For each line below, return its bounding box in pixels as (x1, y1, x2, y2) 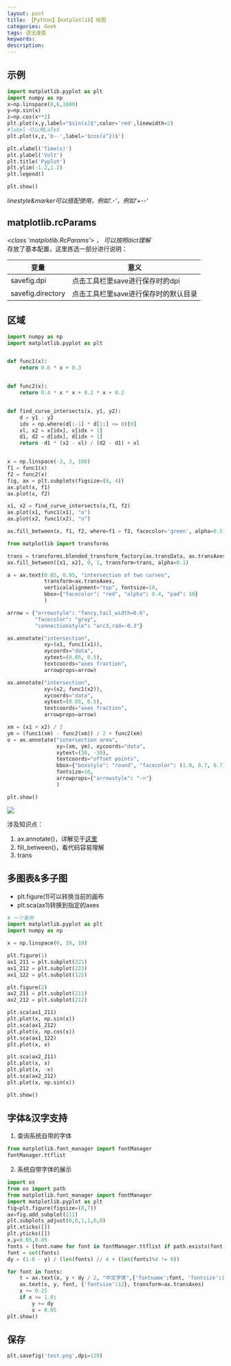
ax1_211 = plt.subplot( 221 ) (7, 958, 88, 965)
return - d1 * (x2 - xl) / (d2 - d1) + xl (19, 440, 140, 447)
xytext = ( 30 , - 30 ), (56, 749, 109, 756)
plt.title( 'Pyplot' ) (7, 158, 67, 165)
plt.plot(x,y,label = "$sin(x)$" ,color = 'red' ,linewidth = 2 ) (7, 120, 174, 127)
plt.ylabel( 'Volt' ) (7, 151, 63, 158)
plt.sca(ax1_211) (7, 1009, 57, 1016)
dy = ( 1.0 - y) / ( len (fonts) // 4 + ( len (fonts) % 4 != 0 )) (7, 1256, 180, 1263)
